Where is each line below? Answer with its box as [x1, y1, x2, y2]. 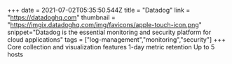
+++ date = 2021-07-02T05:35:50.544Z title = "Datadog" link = [7, 6, 191, 14]
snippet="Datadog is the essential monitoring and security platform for [7, 28, 212, 36]
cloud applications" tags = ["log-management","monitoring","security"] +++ [7, 35, 226, 44]
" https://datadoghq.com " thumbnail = [7, 13, 116, 22]
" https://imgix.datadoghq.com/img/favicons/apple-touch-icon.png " [7, 21, 202, 29]
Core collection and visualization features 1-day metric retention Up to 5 [7, 43, 215, 51]
